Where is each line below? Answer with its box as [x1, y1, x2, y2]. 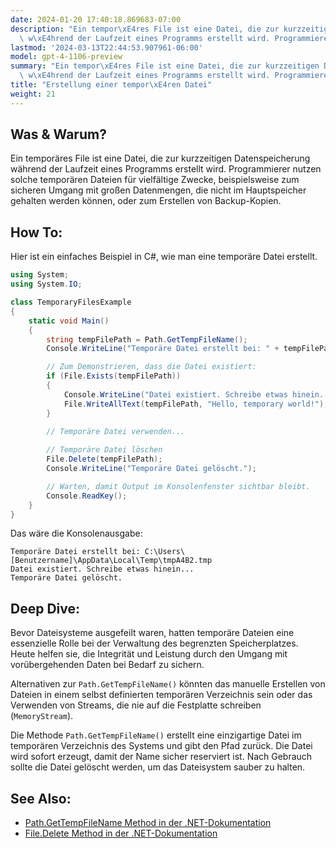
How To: [10, 224, 63, 241]
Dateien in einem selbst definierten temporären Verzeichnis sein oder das [10, 689, 313, 701]
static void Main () [28, 316, 110, 326]
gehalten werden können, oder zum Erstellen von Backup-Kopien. [10, 195, 282, 207]
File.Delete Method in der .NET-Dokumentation [24, 827, 218, 839]
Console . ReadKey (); [46, 491, 128, 501]
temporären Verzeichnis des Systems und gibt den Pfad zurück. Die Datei [10, 740, 313, 752]
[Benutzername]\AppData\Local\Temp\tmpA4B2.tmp [10, 556, 213, 566]
